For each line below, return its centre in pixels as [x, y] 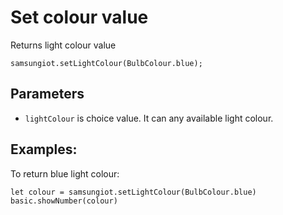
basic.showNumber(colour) [64, 201]
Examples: [44, 149]
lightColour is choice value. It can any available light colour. [149, 118]
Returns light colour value [63, 45]
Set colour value [79, 17]
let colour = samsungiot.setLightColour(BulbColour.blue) [133, 192]
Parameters [47, 94]
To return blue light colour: [65, 173]
